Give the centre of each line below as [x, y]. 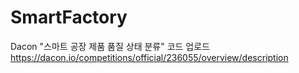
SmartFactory [69, 17]
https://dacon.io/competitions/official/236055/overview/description [149, 57]
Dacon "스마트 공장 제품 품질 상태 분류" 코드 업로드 [110, 46]
